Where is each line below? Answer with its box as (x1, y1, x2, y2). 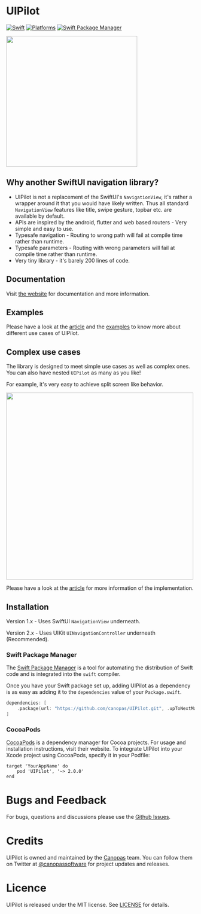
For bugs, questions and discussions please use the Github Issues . (6, 814, 171, 821)
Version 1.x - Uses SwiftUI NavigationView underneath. (6, 618, 141, 624)
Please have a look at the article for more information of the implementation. (6, 584, 194, 592)
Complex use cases (6, 347, 81, 357)
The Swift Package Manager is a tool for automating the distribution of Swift (6, 664, 193, 671)
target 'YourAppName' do (6, 763, 68, 769)
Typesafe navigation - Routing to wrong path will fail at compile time (14, 231, 183, 239)
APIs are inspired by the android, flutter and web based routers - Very (14, 218, 187, 226)
